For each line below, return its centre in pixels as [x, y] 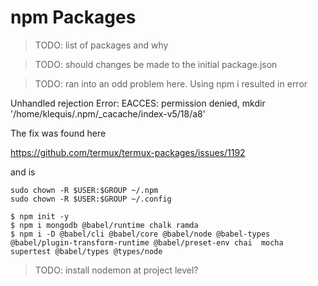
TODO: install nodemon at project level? [116, 270]
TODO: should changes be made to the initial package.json [156, 64]
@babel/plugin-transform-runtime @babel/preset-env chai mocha [147, 242]
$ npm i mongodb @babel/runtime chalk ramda [104, 225]
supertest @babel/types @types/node [86, 251]
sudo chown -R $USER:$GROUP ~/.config [91, 199]
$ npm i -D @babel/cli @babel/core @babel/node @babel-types [140, 234]
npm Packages [73, 17]
